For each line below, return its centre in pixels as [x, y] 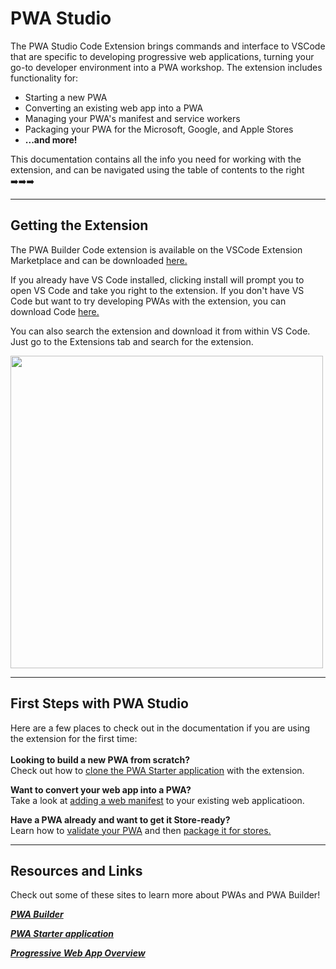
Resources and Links [76, 870]
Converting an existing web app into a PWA [114, 108]
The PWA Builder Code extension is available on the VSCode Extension [156, 249]
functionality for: [44, 78]
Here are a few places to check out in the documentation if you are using [160, 728]
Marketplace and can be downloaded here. [99, 260]
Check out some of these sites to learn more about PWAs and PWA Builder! [165, 895]
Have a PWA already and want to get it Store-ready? [120, 819]
